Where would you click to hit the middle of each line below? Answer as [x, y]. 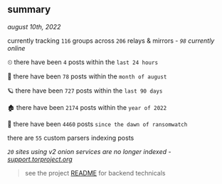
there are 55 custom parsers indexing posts [71, 138]
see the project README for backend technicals [95, 173]
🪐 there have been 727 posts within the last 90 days [85, 91]
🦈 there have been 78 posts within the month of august [87, 76]
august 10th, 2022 [34, 26]
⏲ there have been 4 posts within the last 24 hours [83, 62]
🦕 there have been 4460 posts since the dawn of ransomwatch [97, 124]
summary [29, 10]
